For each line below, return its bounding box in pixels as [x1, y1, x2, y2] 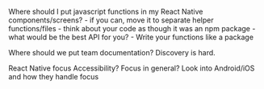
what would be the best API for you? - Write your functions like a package [8, 32, 254, 42]
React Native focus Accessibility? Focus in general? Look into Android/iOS [8, 63, 255, 73]
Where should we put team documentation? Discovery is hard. [8, 48, 216, 57]
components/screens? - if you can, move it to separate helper [8, 15, 214, 25]
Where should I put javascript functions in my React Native [8, 7, 203, 16]
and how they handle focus [8, 72, 99, 81]
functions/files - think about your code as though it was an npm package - [8, 24, 256, 33]
